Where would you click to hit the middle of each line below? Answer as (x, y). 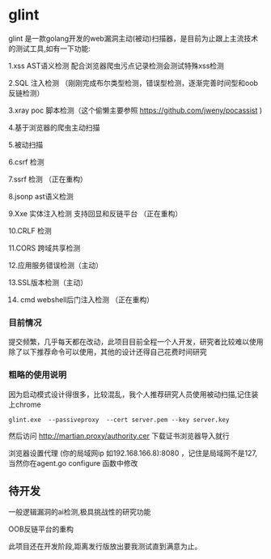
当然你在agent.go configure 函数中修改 (73, 463)
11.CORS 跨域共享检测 (44, 248)
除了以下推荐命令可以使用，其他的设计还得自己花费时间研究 (108, 352)
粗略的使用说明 (38, 375)
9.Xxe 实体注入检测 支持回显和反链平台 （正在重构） (95, 213)
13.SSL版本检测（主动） (48, 282)
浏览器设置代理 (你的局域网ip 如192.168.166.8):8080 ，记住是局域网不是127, (133, 453)
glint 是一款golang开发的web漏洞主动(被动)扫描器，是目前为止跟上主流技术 (133, 38)
